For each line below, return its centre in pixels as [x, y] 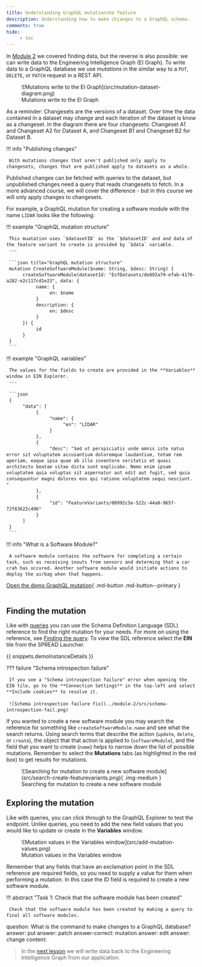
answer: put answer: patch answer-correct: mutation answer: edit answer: [98, 933]
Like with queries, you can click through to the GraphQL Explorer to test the [100, 817]
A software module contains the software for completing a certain [95, 556]
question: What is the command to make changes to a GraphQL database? [99, 927]
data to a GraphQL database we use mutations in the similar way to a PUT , [97, 69]
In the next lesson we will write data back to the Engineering [96, 951]
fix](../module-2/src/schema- [131, 704]
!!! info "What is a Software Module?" [52, 544]
